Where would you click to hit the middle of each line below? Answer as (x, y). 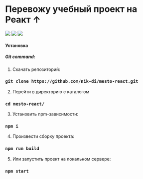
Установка (17, 45)
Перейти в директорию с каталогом (51, 91)
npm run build (22, 149)
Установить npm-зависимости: (45, 114)
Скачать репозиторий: (36, 69)
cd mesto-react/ (25, 104)
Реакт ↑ (23, 20)
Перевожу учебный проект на (71, 9)
